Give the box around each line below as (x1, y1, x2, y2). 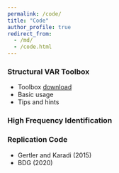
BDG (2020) (17, 158, 53, 167)
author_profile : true (7, 23, 72, 30)
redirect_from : (7, 30, 52, 38)
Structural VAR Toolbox (7, 67, 90, 77)
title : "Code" (7, 17, 50, 24)
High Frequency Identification (7, 116, 113, 125)
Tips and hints (17, 98, 59, 106)
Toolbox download (17, 83, 72, 91)
